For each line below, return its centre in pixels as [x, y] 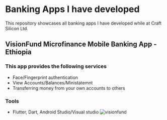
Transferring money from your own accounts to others [69, 88]
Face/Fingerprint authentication [45, 77]
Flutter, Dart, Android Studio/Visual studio [56, 112]
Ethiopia [18, 52]
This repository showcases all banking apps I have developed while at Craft [83, 23]
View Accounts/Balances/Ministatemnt [53, 83]
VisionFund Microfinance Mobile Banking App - [81, 44]
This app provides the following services [56, 66]
